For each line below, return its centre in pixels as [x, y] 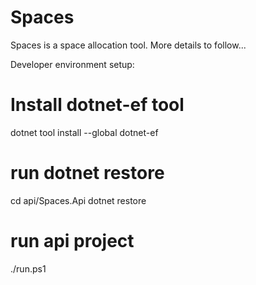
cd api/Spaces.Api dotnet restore [78, 200]
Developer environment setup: [72, 64]
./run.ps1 [28, 268]
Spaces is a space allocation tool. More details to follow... [128, 45]
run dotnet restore [87, 173]
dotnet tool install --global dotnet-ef [84, 132]
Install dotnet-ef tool [97, 105]
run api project [72, 241]
